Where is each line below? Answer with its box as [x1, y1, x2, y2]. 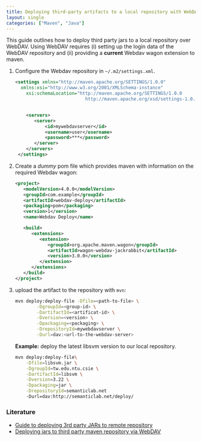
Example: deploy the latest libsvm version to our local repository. [14, 342, 176, 350]
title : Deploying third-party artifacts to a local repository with [6, 8, 182, 15]
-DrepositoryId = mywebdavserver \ [37, 326, 121, 332]
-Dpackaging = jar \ [26, 382, 72, 389]
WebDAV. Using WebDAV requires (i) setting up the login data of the [6, 43, 174, 50]
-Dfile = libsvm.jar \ [26, 360, 78, 366]
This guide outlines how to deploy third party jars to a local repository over [6, 37, 191, 44]
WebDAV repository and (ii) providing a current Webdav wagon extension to [6, 49, 195, 57]
